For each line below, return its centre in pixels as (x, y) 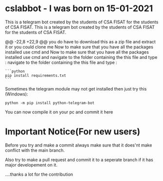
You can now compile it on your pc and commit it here (59, 112)
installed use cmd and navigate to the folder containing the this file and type (81, 57)
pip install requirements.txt (36, 75)
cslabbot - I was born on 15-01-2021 (79, 9)
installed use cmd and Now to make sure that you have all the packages (77, 52)
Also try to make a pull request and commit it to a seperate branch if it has (79, 160)
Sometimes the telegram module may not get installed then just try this (76, 89)
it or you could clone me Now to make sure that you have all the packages (79, 47)
